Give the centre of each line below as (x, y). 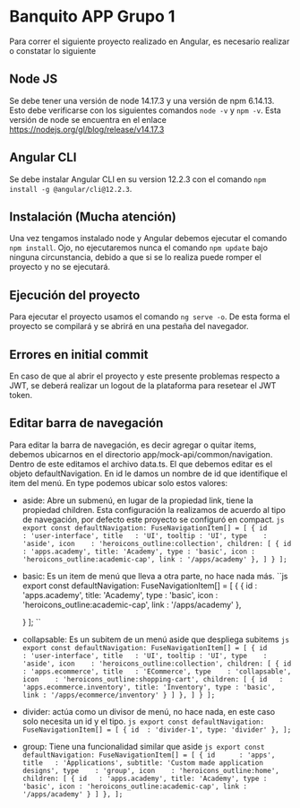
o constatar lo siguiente (53, 50)
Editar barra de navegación (86, 423)
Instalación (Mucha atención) (93, 217)
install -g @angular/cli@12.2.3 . (71, 188)
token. (21, 395)
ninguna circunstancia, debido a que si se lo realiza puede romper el (135, 257)
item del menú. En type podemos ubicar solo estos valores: (119, 482)
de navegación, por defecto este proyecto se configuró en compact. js (153, 519)
